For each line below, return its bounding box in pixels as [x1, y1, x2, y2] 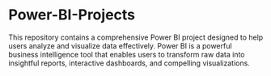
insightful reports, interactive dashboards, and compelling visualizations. [8, 58, 251, 68]
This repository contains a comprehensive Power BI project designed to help [8, 32, 264, 42]
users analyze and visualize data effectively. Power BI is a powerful [8, 40, 232, 50]
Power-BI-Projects [8, 6, 136, 24]
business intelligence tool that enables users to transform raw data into [8, 49, 245, 59]
